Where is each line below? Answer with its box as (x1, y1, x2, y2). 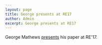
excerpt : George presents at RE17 (5, 21, 77, 26)
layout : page (5, 7, 32, 12)
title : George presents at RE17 (5, 12, 72, 17)
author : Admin (5, 16, 35, 21)
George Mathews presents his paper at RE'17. (5, 34, 98, 40)
